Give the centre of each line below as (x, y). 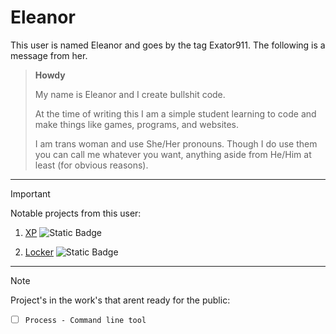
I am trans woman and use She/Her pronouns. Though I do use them (176, 143)
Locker (39, 252)
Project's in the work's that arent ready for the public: (120, 300)
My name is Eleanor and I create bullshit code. (130, 94)
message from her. (49, 55)
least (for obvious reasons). (91, 165)
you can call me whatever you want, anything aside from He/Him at (173, 154)
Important (30, 193)
